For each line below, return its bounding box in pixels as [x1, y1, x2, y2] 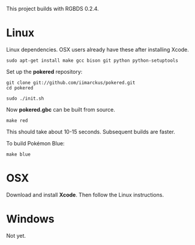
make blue [6, 151, 31, 157]
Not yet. [6, 232, 26, 239]
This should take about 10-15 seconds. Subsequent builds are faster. [6, 128, 175, 135]
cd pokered [6, 85, 34, 91]
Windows [6, 213, 55, 226]
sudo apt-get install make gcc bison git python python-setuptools [6, 57, 179, 64]
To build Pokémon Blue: [6, 139, 65, 147]
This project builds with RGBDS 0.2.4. [6, 5, 99, 12]
